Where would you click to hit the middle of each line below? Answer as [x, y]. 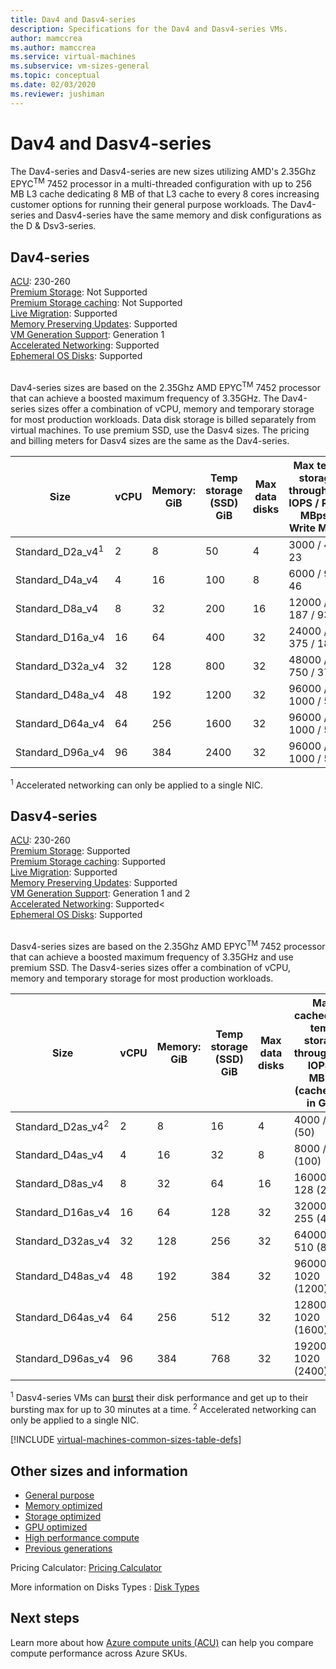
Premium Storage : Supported [70, 851]
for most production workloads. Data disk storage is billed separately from [163, 419]
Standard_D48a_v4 [60, 694]
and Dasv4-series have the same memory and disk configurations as [179, 215]
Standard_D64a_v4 [60, 723]
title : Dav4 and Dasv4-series [73, 19]
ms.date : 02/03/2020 [53, 85]
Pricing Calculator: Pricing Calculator [86, 1567]
